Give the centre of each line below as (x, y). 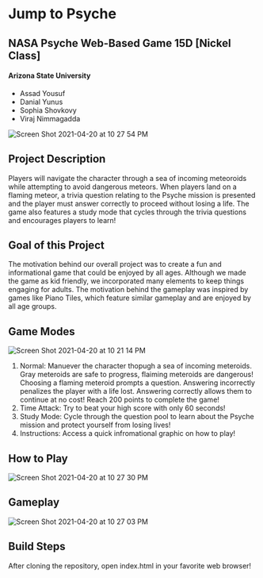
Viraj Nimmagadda (50, 118)
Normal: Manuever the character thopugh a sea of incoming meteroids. (135, 366)
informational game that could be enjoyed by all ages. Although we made (128, 273)
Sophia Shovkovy (48, 110)
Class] (25, 55)
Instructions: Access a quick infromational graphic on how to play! (128, 433)
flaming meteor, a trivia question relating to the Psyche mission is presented (132, 195)
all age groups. (32, 306)
